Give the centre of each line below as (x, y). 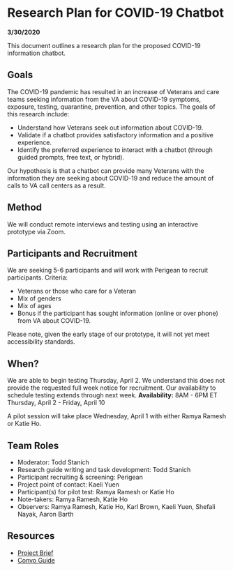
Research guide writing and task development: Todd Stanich (104, 470)
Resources (31, 536)
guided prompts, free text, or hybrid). (70, 157)
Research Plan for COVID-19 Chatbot (116, 13)
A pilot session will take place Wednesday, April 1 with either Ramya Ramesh (117, 416)
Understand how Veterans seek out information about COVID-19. (110, 128)
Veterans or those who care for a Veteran (77, 291)
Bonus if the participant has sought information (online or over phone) (118, 313)
